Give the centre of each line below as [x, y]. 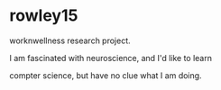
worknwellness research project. [70, 40]
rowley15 [44, 16]
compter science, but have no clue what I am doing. [106, 75]
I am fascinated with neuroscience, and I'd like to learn [110, 58]
